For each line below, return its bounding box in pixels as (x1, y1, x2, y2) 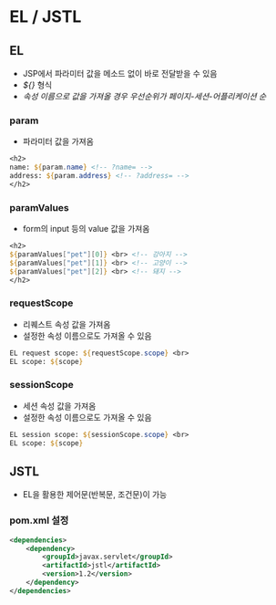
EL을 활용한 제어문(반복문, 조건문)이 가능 (22, 489, 168, 500)
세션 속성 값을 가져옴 (22, 400, 97, 412)
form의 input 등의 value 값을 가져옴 (22, 224, 150, 235)
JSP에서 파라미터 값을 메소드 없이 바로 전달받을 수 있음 (22, 68, 218, 78)
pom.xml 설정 (9, 514, 69, 527)
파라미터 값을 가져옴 (22, 136, 94, 147)
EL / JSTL (9, 6, 82, 27)
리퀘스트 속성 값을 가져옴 (22, 318, 111, 329)
